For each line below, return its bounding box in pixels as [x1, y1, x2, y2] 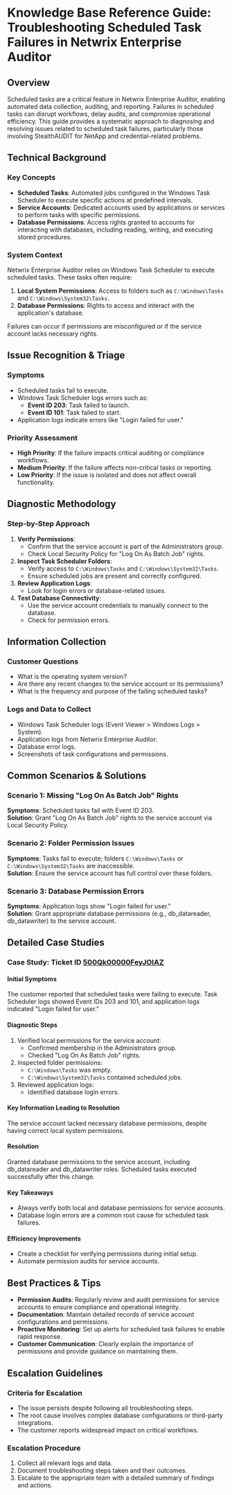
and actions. [17, 1481, 53, 1489]
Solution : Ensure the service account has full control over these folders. [7, 869, 213, 877]
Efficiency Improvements [7, 1234, 82, 1243]
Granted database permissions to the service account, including [7, 1158, 190, 1166]
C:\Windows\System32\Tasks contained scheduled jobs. [27, 1073, 183, 1081]
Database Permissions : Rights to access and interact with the [17, 301, 195, 309]
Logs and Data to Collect [7, 705, 91, 714]
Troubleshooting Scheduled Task [7, 19, 202, 35]
